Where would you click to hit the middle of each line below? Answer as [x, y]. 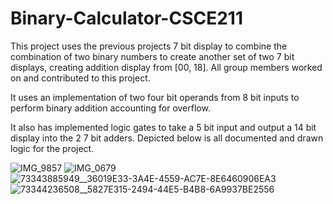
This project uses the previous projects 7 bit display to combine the [149, 46]
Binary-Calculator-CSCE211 [126, 18]
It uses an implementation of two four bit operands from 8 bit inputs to [155, 97]
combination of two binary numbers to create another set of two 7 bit [152, 56]
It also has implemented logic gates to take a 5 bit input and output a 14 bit [163, 127]
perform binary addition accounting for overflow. [110, 108]
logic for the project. [52, 148]
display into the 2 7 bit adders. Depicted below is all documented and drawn [167, 138]
